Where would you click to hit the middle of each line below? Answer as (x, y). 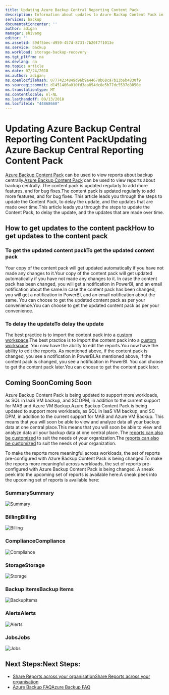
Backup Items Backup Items (40, 589)
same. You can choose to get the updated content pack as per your (75, 300)
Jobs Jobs (18, 637)
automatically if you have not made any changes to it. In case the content (81, 279)
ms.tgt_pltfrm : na (24, 57)
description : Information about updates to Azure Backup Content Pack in (84, 15)
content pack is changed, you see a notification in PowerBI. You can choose (84, 362)
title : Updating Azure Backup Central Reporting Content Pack (72, 10)
